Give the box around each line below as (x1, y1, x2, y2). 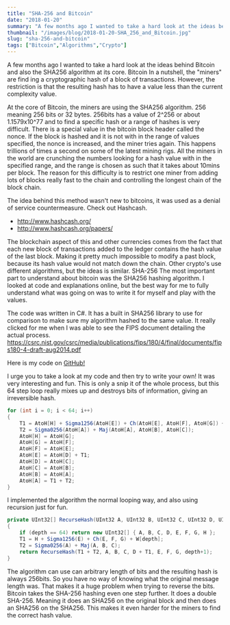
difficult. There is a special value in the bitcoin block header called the (7, 125, 205, 133)
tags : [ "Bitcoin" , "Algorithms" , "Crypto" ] (7, 42, 127, 49)
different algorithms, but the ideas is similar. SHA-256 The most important (7, 267, 216, 275)
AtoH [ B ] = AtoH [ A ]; (19, 471, 75, 478)
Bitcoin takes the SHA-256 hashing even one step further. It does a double (7, 589, 217, 597)
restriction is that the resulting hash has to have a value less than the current (7, 83, 223, 90)
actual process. (7, 331, 51, 339)
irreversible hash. (7, 394, 56, 402)
